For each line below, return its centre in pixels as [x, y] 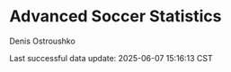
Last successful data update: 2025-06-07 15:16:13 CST [111, 58]
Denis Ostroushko [43, 41]
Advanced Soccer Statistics [115, 16]
